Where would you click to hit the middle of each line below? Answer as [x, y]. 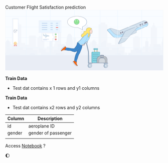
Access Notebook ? [26, 145]
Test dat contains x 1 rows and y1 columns [56, 88]
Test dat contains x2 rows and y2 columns [56, 107]
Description [50, 119]
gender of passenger [50, 133]
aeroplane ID [42, 126]
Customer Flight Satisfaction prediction [46, 7]
